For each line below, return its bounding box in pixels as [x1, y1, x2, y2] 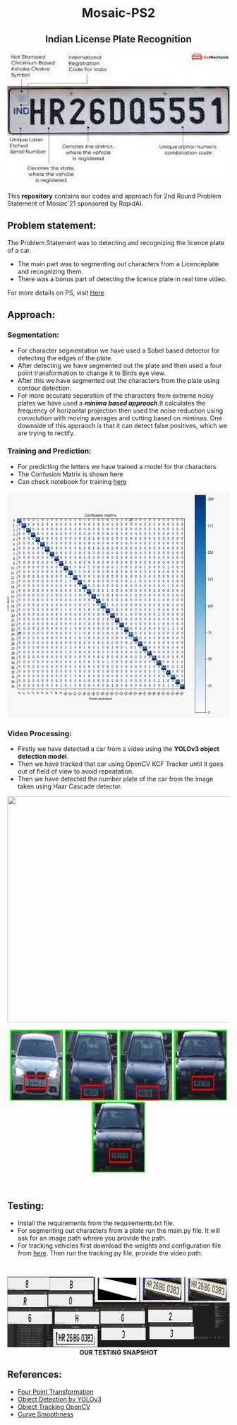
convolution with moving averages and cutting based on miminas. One [17, 413, 222, 422]
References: [7, 1368, 62, 1380]
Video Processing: [7, 728, 72, 738]
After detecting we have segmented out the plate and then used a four [17, 361, 222, 369]
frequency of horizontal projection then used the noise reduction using [17, 406, 224, 415]
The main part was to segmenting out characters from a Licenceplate [17, 259, 219, 268]
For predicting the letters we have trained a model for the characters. [17, 462, 219, 471]
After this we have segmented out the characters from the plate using [17, 376, 220, 384]
